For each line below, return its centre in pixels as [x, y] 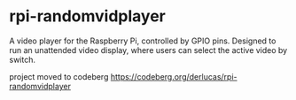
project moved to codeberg [59, 76]
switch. [22, 59]
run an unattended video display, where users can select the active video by [148, 50]
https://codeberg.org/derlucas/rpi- [174, 76]
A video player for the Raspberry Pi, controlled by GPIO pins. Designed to [143, 41]
